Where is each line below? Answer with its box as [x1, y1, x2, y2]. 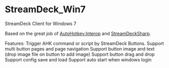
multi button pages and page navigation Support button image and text [5, 46, 155, 52]
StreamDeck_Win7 [5, 4, 86, 15]
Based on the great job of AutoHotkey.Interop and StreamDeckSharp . [5, 30, 151, 36]
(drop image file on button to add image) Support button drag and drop [5, 51, 155, 57]
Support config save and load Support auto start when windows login [5, 56, 152, 62]
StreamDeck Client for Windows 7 [5, 20, 77, 27]
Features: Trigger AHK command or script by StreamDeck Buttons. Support [5, 40, 164, 47]
